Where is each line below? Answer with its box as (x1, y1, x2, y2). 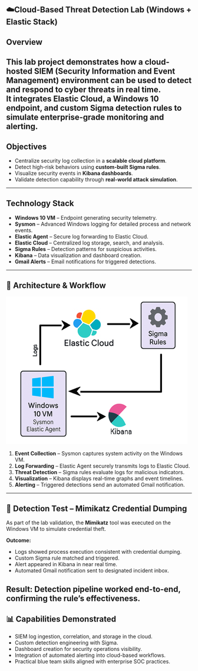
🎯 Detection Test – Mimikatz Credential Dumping (6, 504, 187, 514)
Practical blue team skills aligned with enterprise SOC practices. (14, 657, 171, 665)
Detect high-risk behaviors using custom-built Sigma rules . (14, 163, 161, 170)
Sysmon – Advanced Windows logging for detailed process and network (14, 220, 192, 227)
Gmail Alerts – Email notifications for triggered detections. (14, 258, 157, 265)
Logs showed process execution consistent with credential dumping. (14, 548, 181, 556)
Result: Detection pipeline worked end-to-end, (6, 584, 181, 594)
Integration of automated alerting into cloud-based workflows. (14, 652, 166, 659)
